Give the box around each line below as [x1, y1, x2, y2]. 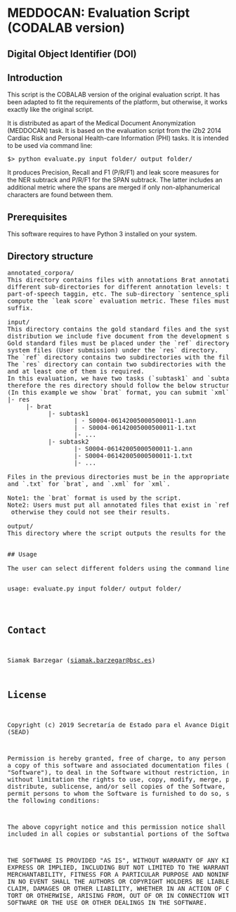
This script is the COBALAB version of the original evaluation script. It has [7, 90, 220, 99]
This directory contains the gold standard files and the [7, 325, 211, 334]
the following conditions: [7, 797, 100, 804]
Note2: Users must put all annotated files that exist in [7, 501, 211, 509]
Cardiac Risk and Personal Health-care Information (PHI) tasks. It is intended [7, 134, 229, 142]
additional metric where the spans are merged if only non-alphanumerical [7, 183, 221, 191]
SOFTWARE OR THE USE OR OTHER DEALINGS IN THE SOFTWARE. [7, 899, 208, 906]
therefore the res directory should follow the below [7, 381, 197, 390]
